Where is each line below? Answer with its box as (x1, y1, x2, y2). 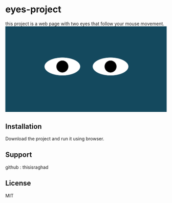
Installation (5, 122, 42, 131)
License (5, 179, 31, 188)
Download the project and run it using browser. (5, 136, 104, 141)
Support (5, 150, 32, 159)
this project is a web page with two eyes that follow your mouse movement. (5, 21, 165, 27)
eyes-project (5, 4, 61, 15)
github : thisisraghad (5, 164, 49, 170)
